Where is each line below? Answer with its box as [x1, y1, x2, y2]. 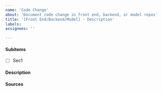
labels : [5, 21, 22, 27]
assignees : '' [5, 26, 36, 31]
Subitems [5, 46, 26, 52]
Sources [5, 81, 24, 87]
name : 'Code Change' [5, 7, 49, 13]
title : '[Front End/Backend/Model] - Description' [5, 17, 115, 22]
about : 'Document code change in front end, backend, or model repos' [5, 12, 158, 17]
